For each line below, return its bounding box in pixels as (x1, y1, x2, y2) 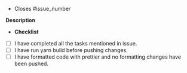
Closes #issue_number (14, 5, 71, 12)
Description (5, 17, 36, 23)
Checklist (14, 28, 39, 35)
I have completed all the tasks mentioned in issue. (14, 40, 137, 47)
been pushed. (14, 60, 49, 68)
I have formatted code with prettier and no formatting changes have (14, 53, 182, 60)
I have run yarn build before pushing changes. (14, 47, 128, 54)
